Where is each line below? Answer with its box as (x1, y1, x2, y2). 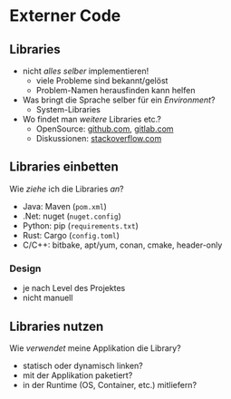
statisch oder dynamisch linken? (22, 360, 143, 371)
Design (9, 262, 42, 275)
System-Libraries (35, 104, 101, 114)
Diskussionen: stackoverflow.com (35, 133, 162, 143)
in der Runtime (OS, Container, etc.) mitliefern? (22, 379, 197, 390)
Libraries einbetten (9, 160, 120, 175)
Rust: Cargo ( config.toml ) (22, 229, 120, 240)
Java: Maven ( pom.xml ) (22, 200, 107, 211)
